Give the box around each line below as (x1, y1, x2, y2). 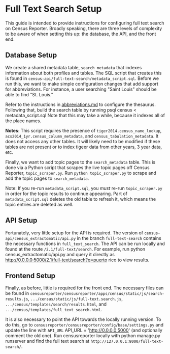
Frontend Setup (5, 271, 56, 280)
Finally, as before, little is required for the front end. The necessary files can (5, 285, 164, 291)
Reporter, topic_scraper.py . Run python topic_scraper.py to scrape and (5, 170, 156, 176)
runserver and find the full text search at (5, 338, 90, 344)
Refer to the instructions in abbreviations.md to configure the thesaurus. (5, 101, 156, 107)
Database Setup (5, 51, 57, 60)
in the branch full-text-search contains (77, 235, 161, 241)
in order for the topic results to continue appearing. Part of (5, 190, 128, 197)
